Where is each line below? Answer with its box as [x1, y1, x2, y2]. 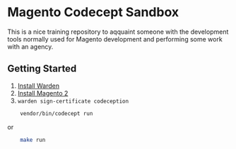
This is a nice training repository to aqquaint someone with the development [7, 27, 229, 36]
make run [20, 136, 46, 143]
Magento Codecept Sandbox [7, 4, 179, 20]
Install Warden [17, 82, 60, 90]
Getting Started [7, 63, 77, 74]
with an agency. [7, 42, 54, 51]
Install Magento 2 [17, 89, 69, 97]
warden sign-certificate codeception [17, 98, 129, 105]
